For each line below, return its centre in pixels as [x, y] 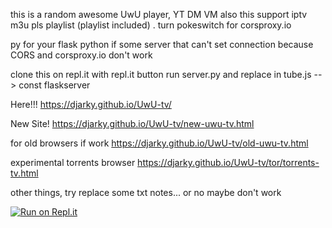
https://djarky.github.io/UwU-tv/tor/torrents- [228, 162]
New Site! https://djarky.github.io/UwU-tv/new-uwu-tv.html [132, 123]
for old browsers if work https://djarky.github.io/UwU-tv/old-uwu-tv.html [159, 143]
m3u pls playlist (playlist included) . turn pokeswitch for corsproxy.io [151, 25]
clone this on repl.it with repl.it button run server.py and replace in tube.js [161, 74]
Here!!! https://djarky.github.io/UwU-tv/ [91, 104]
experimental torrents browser [73, 162]
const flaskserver [54, 85]
